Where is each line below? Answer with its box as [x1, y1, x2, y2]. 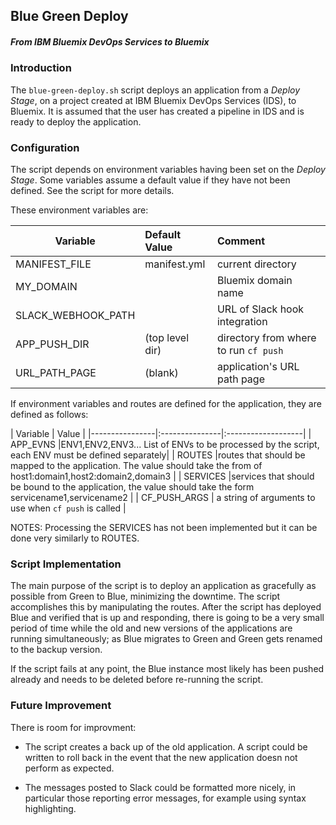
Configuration [10, 140, 80, 154]
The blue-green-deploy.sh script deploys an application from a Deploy [10, 84, 301, 96]
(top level [144, 331, 190, 345]
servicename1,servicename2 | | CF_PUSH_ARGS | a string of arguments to [10, 492, 316, 504]
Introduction [10, 61, 72, 75]
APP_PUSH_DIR [15, 337, 90, 351]
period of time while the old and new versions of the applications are [10, 622, 293, 634]
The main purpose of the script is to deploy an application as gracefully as [10, 580, 317, 592]
